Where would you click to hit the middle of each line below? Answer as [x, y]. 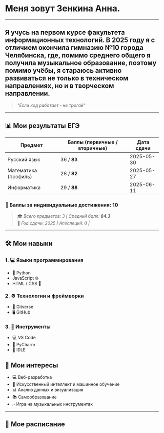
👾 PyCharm [23, 345]
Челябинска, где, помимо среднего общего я [78, 55]
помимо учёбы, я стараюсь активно [63, 71]
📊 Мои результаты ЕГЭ [42, 126]
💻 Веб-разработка [32, 377]
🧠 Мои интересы [32, 365]
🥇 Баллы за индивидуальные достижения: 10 [61, 205]
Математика [22, 170]
